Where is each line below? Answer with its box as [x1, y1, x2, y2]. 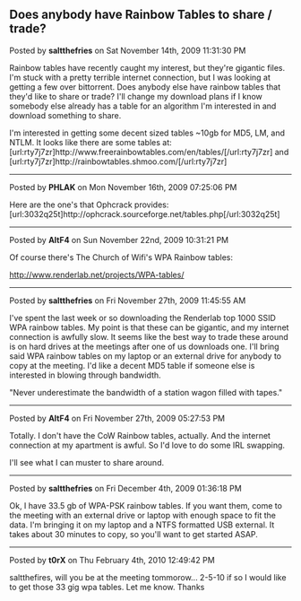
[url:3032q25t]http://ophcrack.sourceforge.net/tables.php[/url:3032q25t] [9, 208, 280, 219]
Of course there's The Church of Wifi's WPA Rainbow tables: [9, 251, 233, 263]
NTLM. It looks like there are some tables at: [9, 136, 172, 147]
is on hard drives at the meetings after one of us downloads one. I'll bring [9, 341, 279, 352]
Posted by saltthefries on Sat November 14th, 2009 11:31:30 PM [9, 45, 246, 56]
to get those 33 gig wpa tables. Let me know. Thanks [9, 581, 205, 592]
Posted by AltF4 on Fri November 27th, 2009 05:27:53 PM [9, 413, 226, 423]
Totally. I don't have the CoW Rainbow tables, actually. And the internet [9, 430, 271, 440]
